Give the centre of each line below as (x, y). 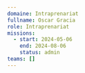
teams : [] (21, 59)
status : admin (40, 53)
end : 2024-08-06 (43, 46)
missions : (21, 33)
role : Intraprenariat (38, 26)
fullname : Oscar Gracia (41, 20)
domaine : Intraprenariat (43, 14)
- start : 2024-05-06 (43, 40)
